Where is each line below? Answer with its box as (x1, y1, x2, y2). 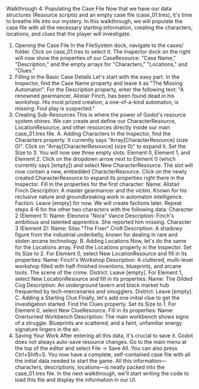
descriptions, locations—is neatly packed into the (44, 363, 165, 371)
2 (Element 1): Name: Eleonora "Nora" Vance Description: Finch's (14, 212, 174, 219)
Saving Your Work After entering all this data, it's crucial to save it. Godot (14, 332, 193, 339)
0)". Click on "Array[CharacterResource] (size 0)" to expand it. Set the (14, 143, 186, 150)
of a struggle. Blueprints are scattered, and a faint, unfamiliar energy (14, 320, 182, 326)
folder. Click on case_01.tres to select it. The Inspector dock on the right (14, 48, 191, 55)
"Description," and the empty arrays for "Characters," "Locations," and (14, 61, 188, 68)
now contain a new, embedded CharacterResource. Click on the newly (14, 168, 187, 175)
